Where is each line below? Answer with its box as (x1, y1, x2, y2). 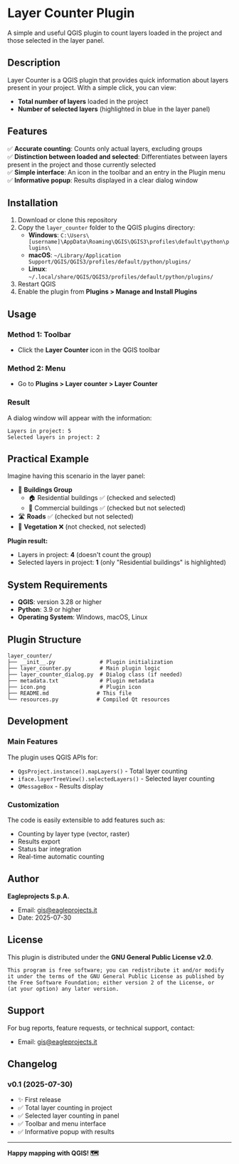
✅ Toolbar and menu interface (17, 1120, 107, 1128)
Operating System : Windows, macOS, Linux (17, 613, 148, 621)
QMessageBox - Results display (17, 781, 104, 790)
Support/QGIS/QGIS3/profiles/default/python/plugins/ (28, 259, 191, 266)
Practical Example (7, 453, 89, 465)
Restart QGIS (17, 280, 56, 289)
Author (7, 873, 39, 885)
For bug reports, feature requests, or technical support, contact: (7, 1024, 195, 1032)
